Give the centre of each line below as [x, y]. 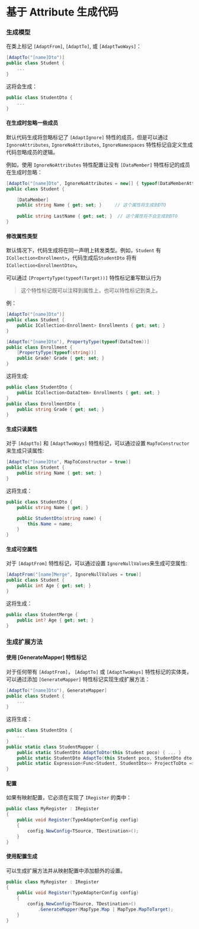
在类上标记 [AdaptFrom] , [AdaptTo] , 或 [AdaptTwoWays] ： [74, 46]
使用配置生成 [22, 856]
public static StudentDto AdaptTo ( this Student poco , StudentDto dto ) [106, 758]
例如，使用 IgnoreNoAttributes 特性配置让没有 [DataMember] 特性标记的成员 [98, 165]
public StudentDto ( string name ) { [59, 518]
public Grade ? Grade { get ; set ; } [61, 358]
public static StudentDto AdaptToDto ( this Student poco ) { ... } [99, 752]
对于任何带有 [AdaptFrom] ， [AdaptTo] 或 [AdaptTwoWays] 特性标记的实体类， [99, 671]
